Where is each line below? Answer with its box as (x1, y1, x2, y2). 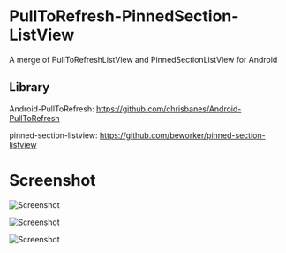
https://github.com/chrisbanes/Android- (95, 103, 242, 114)
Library (9, 80, 50, 95)
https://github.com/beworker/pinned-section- (99, 130, 267, 141)
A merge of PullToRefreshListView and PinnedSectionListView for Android (9, 54, 278, 65)
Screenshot (9, 170, 96, 190)
